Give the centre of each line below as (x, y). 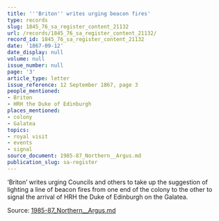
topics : (18, 130)
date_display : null (35, 53)
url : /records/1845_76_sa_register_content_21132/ (82, 33)
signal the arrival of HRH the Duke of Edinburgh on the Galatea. (98, 197)
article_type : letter (39, 78)
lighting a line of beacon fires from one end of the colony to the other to (110, 189)
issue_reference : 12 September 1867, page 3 (73, 85)
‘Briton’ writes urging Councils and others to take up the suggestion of (108, 182)
